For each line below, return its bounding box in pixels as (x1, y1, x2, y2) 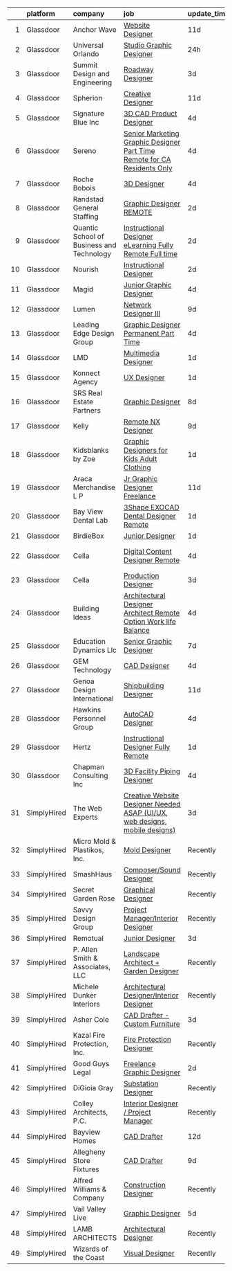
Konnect (72, 368, 100, 378)
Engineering (72, 78, 113, 87)
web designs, (123, 817, 167, 826)
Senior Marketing (123, 129, 180, 138)
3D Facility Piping (123, 766, 181, 776)
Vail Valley (72, 1205, 106, 1214)
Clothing (123, 463, 151, 472)
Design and (72, 69, 110, 78)
